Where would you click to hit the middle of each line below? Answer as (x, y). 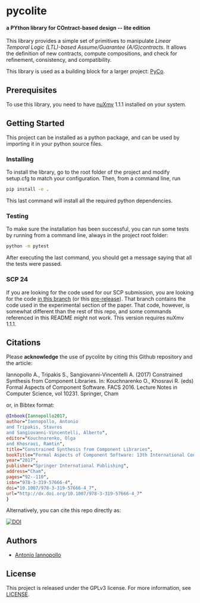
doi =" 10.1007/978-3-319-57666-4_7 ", (51, 488)
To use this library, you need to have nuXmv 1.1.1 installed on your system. (96, 105)
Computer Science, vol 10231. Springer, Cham (62, 394)
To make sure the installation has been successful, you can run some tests (98, 229)
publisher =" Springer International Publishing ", (68, 466)
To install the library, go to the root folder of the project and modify (88, 172)
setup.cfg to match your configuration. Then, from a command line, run (93, 178)
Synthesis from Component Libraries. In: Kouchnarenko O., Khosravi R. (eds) (100, 381)
